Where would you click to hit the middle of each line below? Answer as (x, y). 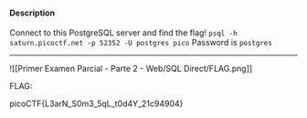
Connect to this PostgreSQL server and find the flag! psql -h (123, 33)
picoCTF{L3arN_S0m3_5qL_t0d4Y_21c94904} (96, 103)
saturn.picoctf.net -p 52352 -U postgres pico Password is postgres (141, 43)
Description (32, 13)
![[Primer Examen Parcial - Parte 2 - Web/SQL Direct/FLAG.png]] (131, 69)
